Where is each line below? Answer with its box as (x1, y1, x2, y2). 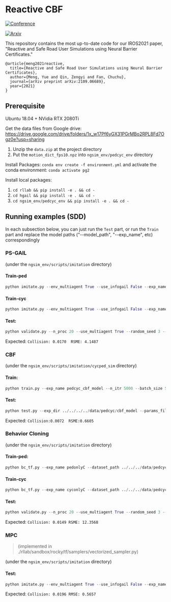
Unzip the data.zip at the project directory (12, 146, 102, 152)
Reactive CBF (5, 4, 63, 15)
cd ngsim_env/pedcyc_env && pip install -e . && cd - (12, 198, 129, 204)
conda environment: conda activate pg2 (5, 167, 90, 173)
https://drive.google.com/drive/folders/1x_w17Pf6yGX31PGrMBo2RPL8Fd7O (5, 130, 164, 137)
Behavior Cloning (5, 430, 49, 437)
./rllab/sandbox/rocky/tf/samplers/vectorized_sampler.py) (17, 549, 139, 555)
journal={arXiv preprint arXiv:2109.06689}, (10, 79, 106, 84)
